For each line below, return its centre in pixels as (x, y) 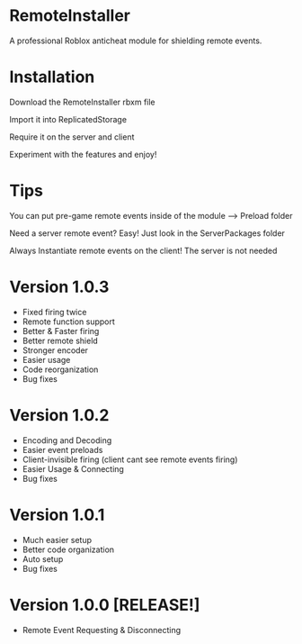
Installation (52, 77)
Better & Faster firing (61, 331)
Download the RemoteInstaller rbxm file (82, 102)
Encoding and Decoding (67, 440)
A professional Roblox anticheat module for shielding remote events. (136, 41)
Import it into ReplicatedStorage (68, 119)
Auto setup (43, 558)
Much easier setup (57, 540)
